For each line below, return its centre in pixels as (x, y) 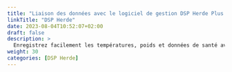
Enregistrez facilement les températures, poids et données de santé (115, 45)
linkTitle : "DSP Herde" (41, 20)
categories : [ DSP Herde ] (43, 58)
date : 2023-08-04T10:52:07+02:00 (55, 26)
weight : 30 (23, 52)
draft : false (26, 33)
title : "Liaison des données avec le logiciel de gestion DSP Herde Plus (116, 13)
